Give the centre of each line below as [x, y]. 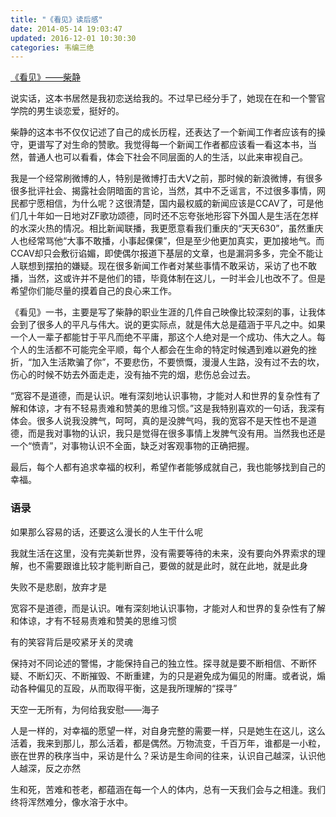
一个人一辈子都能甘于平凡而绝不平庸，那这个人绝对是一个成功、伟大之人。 [163, 337]
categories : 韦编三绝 [52, 47]
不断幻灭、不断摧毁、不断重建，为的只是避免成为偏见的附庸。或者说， [172, 675]
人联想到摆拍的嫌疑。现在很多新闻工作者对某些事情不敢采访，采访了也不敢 [163, 266]
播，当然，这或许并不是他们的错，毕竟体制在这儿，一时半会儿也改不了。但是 [168, 278]
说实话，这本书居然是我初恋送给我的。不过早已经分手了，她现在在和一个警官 [168, 98]
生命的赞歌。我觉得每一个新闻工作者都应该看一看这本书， [189, 145]
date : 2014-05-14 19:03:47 [66, 29]
